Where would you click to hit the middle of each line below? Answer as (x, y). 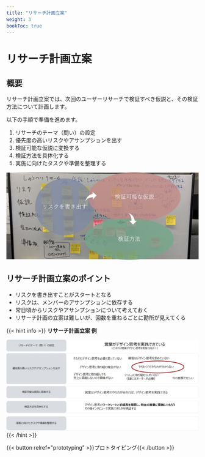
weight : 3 (19, 19)
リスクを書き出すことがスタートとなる (63, 294)
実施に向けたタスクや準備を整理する (61, 163)
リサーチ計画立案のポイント (59, 279)
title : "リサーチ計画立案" (37, 13)
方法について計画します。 (38, 106)
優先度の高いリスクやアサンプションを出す (69, 140)
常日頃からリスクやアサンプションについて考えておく (81, 310)
